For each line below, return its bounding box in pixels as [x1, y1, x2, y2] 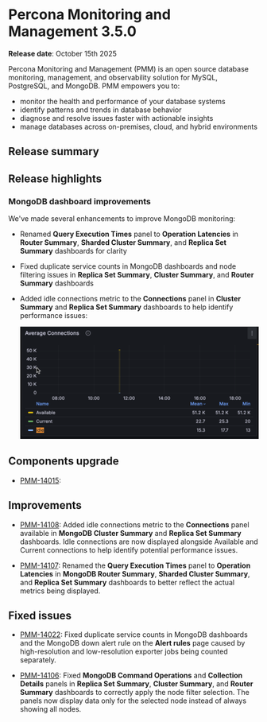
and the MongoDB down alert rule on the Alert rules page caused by [19, 639, 246, 648]
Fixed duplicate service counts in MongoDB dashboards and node [19, 262, 237, 271]
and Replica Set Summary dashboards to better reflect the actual [19, 577, 235, 587]
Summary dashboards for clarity [19, 246, 127, 256]
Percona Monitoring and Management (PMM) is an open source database [8, 64, 249, 73]
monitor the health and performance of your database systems [19, 96, 226, 106]
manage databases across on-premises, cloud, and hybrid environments [19, 122, 258, 131]
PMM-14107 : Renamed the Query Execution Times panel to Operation [19, 561, 251, 570]
